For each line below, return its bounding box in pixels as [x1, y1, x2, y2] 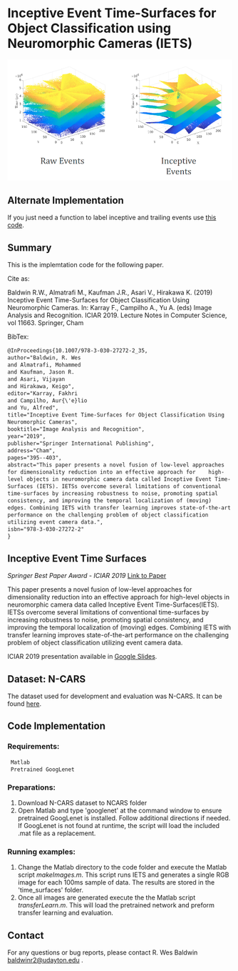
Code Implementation [7, 720, 105, 732]
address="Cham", [7, 447, 56, 454]
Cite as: [7, 274, 30, 283]
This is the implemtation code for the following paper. [7, 261, 164, 269]
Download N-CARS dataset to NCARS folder [17, 798, 148, 807]
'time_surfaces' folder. [17, 886, 84, 895]
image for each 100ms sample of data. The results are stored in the [17, 878, 215, 887]
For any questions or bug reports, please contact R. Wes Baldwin [7, 948, 198, 957]
